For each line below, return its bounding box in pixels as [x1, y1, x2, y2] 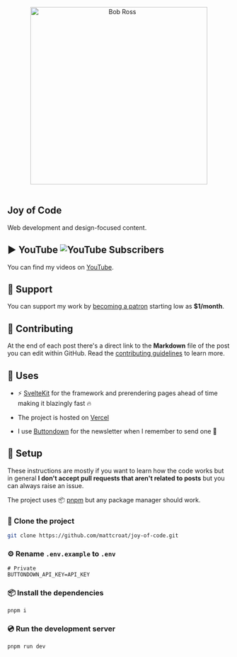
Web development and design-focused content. [7, 223, 147, 232]
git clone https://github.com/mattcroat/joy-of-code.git [7, 532, 179, 539]
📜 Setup [7, 448, 43, 460]
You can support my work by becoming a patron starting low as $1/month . [7, 302, 225, 311]
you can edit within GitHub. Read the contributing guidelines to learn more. [7, 349, 225, 358]
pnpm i [7, 607, 27, 614]
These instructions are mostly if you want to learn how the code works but [7, 466, 224, 475]
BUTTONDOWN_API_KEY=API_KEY [7, 571, 91, 578]
